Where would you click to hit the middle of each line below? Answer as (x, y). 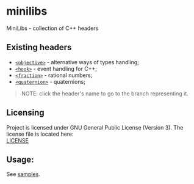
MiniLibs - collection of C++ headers (52, 28)
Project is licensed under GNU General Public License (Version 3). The (95, 127)
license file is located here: (40, 134)
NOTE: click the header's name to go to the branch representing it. (105, 94)
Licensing (25, 113)
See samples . (23, 174)
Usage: (20, 159)
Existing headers (39, 47)
